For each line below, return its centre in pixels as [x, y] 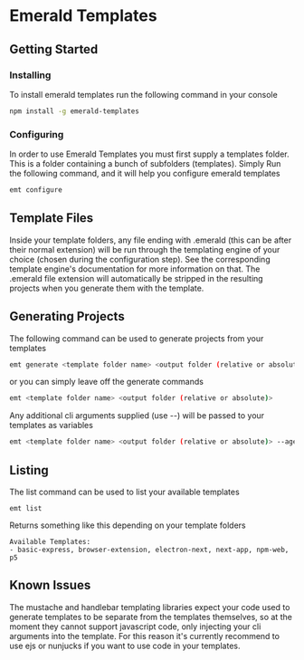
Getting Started [54, 49]
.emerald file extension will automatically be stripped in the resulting [137, 278]
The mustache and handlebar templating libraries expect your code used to [150, 607]
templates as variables [51, 426]
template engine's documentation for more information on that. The [135, 269]
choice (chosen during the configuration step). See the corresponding [140, 259]
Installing [30, 75]
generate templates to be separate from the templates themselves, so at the [151, 617]
